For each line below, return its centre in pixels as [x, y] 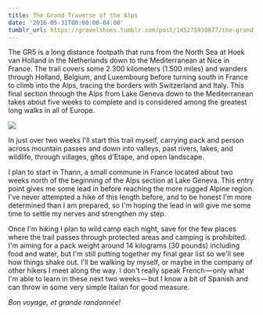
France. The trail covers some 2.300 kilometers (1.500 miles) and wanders [128, 69]
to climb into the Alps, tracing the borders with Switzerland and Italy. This [126, 85]
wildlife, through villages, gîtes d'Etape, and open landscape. [106, 157]
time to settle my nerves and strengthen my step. [87, 214]
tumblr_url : [27, 30]
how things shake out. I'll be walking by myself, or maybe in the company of [130, 262]
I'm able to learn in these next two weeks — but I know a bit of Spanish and [128, 279]
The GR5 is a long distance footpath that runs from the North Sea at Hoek [126, 52]
